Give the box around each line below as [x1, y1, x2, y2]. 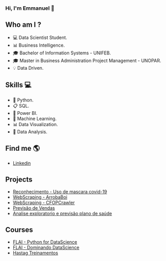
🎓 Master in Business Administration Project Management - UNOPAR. [12, 57, 161, 64]
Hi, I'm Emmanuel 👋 [5, 5, 55, 12]
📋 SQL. [12, 103, 30, 109]
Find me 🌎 [5, 144, 40, 153]
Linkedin [12, 160, 31, 166]
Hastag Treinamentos [12, 250, 58, 256]
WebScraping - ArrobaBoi [12, 194, 68, 200]
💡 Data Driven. [12, 65, 44, 71]
